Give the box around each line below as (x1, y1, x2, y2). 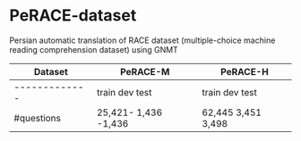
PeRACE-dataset (9, 5, 137, 26)
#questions (13, 112, 61, 124)
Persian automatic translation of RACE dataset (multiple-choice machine (9, 35, 276, 46)
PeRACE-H (220, 65, 269, 78)
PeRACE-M (119, 65, 170, 78)
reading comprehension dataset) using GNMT (9, 44, 179, 54)
